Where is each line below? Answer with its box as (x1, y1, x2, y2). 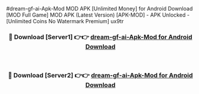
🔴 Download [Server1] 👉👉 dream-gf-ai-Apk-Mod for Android (8, 33, 192, 41)
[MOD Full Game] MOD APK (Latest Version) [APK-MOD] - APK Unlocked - (6, 11, 190, 18)
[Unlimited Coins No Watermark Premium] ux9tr (6, 18, 124, 24)
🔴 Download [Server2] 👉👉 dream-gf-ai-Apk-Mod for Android (8, 71, 193, 80)
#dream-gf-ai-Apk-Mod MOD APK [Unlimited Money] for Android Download (6, 5, 193, 12)
